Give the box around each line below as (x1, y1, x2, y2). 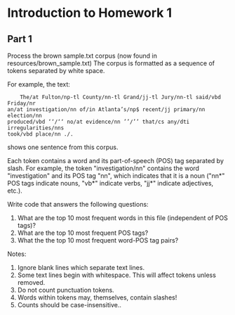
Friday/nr (7, 100, 36, 107)
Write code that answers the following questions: (7, 200, 149, 208)
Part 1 (7, 33, 33, 45)
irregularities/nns (7, 124, 65, 131)
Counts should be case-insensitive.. (17, 301, 121, 309)
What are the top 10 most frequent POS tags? (17, 229, 149, 237)
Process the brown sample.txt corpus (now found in (7, 51, 158, 60)
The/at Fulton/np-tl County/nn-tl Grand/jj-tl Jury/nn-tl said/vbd (20, 94, 221, 101)
